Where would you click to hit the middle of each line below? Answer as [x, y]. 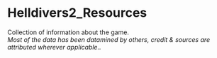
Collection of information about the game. [68, 32]
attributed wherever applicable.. [54, 47]
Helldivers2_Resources [77, 13]
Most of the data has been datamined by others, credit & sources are [109, 39]
